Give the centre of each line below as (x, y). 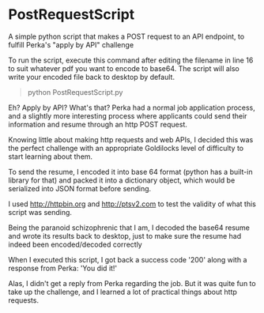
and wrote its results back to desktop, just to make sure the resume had (125, 236)
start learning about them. (51, 156)
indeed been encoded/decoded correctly (75, 244)
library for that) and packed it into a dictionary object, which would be (122, 180)
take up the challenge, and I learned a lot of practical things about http (123, 292)
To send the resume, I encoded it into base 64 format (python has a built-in (130, 172)
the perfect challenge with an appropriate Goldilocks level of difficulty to (126, 148)
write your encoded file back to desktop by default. (92, 77)
